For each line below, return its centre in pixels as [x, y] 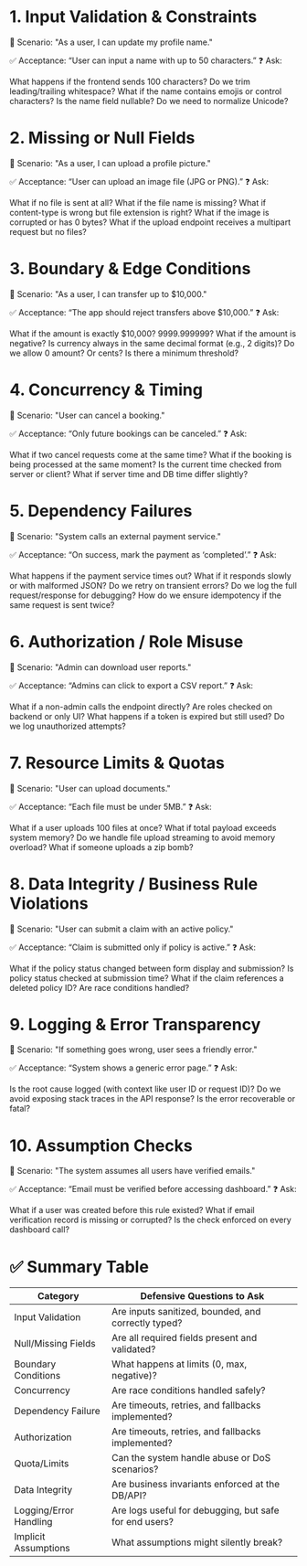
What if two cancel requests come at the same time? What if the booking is [151, 454]
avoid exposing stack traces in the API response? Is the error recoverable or [152, 1099]
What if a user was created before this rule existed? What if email [132, 1210]
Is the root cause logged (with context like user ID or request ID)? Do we [145, 1089]
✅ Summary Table [79, 1267]
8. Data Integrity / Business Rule [134, 884]
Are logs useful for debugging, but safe [196, 1510]
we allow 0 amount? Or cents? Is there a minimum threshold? [124, 353]
